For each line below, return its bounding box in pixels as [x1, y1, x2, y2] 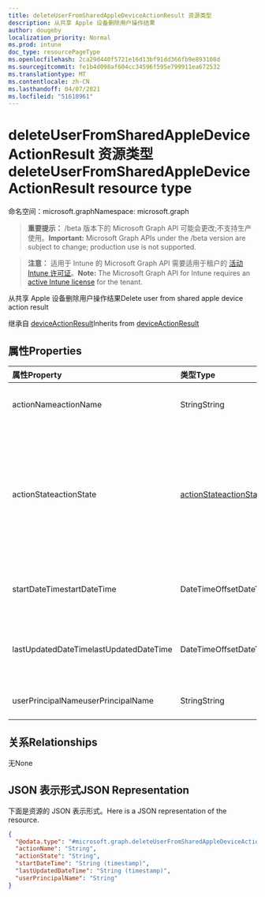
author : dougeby [8, 26, 62, 34]
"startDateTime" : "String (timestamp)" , [15, 860, 150, 868]
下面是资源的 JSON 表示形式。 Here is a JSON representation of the [8, 806, 227, 816]
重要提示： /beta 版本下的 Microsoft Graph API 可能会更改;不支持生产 [27, 223, 252, 233]
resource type [97, 179, 192, 197]
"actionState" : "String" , [15, 852, 101, 861]
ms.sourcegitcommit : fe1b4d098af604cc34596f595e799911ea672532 [8, 63, 221, 71]
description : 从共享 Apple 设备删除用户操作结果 [8, 19, 155, 27]
